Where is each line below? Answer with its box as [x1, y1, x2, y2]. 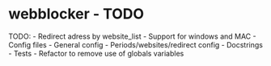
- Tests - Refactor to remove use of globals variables [8, 48, 184, 58]
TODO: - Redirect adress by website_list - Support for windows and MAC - [8, 31, 256, 41]
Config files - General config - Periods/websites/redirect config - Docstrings [8, 39, 263, 49]
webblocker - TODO [8, 5, 144, 23]
